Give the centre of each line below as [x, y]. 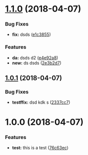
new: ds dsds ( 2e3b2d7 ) [37, 63]
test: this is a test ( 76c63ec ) [40, 147]
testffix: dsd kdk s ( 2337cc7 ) [41, 102]
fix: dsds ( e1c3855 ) [31, 34]
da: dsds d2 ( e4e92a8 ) [35, 58]
